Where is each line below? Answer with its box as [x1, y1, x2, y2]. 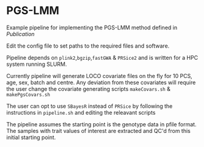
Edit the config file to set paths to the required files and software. [6, 42, 170, 49]
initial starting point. [6, 134, 56, 141]
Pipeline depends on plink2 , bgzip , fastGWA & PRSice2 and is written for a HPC [6, 54, 199, 61]
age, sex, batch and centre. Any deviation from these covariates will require [6, 79, 196, 86]
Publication [6, 30, 35, 37]
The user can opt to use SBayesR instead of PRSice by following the [6, 102, 173, 110]
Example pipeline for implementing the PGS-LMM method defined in [6, 24, 178, 31]
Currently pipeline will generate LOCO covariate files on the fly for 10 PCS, [6, 72, 193, 79]
